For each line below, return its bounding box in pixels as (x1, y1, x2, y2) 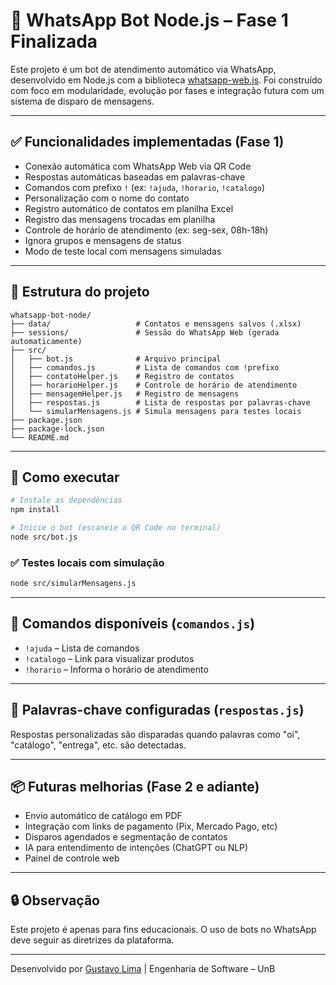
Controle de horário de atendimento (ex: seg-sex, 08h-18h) (24, 224, 269, 236)
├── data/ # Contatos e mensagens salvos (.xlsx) (10, 319, 302, 329)
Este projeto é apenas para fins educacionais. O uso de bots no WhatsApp (10, 924, 317, 936)
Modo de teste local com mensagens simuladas (24, 245, 222, 257)
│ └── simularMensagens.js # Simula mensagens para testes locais (10, 406, 302, 416)
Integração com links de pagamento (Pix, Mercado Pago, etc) (24, 820, 278, 833)
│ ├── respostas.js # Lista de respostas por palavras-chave (10, 397, 311, 408)
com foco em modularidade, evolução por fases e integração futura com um (10, 84, 325, 96)
